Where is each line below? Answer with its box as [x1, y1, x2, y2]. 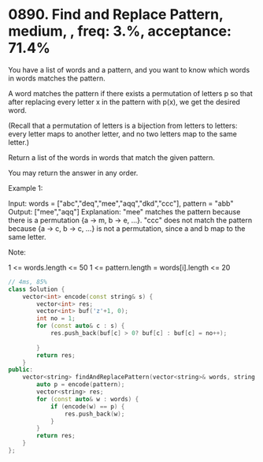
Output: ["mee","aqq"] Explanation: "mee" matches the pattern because [8, 207, 241, 216]
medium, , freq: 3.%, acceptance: [8, 22, 232, 40]
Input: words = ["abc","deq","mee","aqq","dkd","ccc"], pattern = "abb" [8, 199, 234, 208]
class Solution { [8, 285, 65, 293]
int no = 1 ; [36, 315, 76, 322]
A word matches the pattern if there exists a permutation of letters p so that [8, 88, 254, 98]
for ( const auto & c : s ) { [36, 322, 125, 330]
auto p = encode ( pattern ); [36, 381, 125, 389]
